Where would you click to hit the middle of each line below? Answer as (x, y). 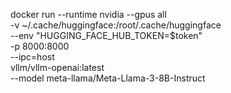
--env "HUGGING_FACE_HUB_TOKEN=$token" (106, 35)
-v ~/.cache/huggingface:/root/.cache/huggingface (116, 25)
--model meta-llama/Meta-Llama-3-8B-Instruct (108, 78)
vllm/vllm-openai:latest (57, 67)
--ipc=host (32, 57)
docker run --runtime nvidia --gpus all (88, 14)
